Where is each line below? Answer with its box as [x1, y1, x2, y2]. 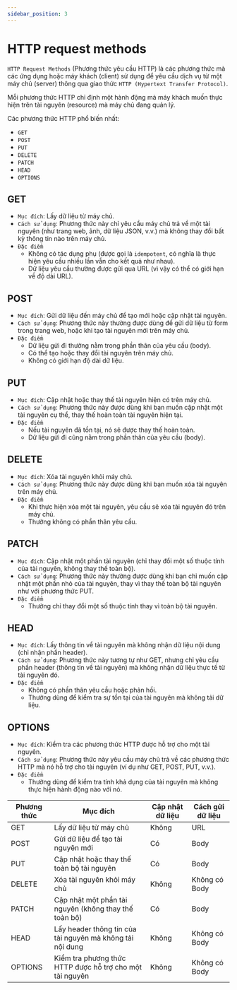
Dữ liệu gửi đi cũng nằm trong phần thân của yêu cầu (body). [28, 433, 206, 442]
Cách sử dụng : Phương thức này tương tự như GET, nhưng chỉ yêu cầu [17, 656, 219, 664]
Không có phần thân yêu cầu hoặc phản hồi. [28, 686, 157, 695]
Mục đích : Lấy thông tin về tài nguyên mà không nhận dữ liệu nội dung [17, 641, 221, 649]
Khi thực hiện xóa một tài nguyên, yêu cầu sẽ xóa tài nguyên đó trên [28, 502, 226, 511]
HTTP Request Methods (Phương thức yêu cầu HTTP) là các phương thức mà [7, 64, 226, 73]
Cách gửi [193, 802, 224, 812]
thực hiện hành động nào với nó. [28, 785, 122, 794]
